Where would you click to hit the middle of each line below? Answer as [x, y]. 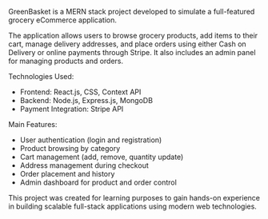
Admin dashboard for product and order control [98, 182]
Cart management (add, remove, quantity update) [102, 157]
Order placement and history [67, 174]
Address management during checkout [84, 165]
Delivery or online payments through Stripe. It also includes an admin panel [132, 52]
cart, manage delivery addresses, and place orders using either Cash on [127, 44]
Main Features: [33, 124]
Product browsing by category [70, 148]
